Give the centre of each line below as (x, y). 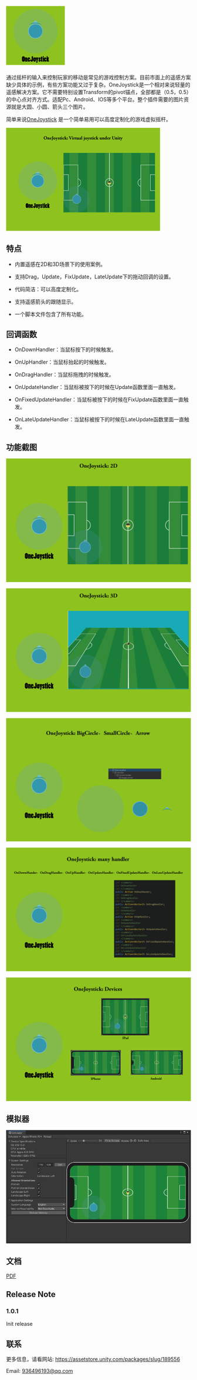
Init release (20, 1324)
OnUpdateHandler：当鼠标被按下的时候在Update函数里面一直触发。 (96, 387)
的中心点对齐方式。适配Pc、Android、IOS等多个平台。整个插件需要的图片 (95, 99)
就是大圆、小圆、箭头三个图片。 (50, 107)
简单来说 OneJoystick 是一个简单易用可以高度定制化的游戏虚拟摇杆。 (89, 119)
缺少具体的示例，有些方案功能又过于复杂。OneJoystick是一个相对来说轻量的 (98, 84)
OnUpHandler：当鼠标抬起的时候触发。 (62, 362)
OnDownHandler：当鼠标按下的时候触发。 (65, 350)
